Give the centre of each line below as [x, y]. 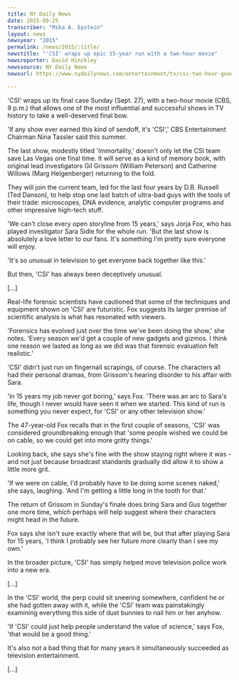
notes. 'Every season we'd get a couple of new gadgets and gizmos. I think [117, 338]
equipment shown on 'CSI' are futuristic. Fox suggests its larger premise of [117, 309]
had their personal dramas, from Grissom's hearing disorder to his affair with [119, 374]
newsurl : [20, 73]
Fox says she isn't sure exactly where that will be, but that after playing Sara [119, 533]
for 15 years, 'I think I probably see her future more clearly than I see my [113, 541]
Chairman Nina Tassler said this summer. [67, 137]
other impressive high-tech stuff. [55, 210]
